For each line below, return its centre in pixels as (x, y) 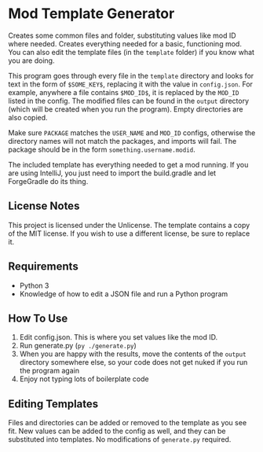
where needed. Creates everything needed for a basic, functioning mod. (125, 43)
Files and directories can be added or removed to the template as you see (128, 423)
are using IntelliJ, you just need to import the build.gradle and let (112, 173)
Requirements (43, 267)
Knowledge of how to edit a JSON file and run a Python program (124, 294)
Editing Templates (53, 404)
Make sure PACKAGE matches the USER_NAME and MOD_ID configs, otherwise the (132, 132)
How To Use (38, 318)
